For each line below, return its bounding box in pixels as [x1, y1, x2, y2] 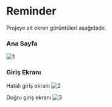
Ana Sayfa [6, 39, 38, 48]
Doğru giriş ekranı [6, 94, 52, 101]
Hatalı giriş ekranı [6, 82, 51, 89]
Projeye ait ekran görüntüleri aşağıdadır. [6, 24, 107, 31]
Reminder [6, 4, 57, 18]
